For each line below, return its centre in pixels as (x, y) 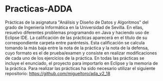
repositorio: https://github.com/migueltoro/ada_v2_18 (58, 73)
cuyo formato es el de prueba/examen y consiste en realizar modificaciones (81, 53)
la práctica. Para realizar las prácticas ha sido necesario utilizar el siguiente (80, 68)
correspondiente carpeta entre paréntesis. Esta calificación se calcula (75, 42)
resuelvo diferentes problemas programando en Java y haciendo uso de (77, 32)
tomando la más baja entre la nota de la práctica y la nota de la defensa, (77, 48)
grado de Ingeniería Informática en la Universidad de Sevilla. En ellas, (74, 27)
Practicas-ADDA (39, 9)
